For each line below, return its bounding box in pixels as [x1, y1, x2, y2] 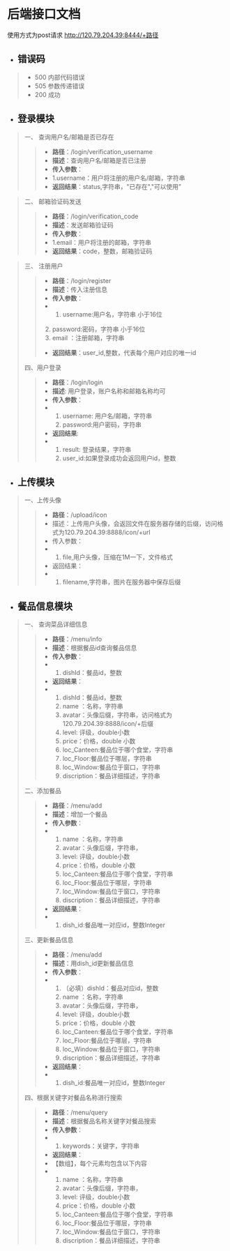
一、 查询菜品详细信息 [24, 620, 88, 628]
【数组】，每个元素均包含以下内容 [52, 1159, 148, 1168]
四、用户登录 [24, 363, 61, 372]
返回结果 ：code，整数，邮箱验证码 [52, 247, 153, 255]
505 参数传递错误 [34, 82, 85, 90]
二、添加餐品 [24, 787, 61, 795]
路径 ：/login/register [52, 276, 112, 285]
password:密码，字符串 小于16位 [52, 325, 146, 333]
